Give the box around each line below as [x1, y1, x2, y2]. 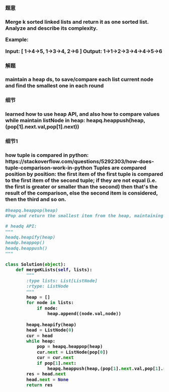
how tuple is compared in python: [5, 152, 89, 159]
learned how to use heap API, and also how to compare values [5, 111, 160, 118]
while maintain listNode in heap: [5, 117, 86, 124]
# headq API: [5, 223, 37, 229]
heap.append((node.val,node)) [47, 311, 122, 317]
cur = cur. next [37, 355, 74, 361]
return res [26, 382, 53, 388]
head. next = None [26, 376, 69, 382]
